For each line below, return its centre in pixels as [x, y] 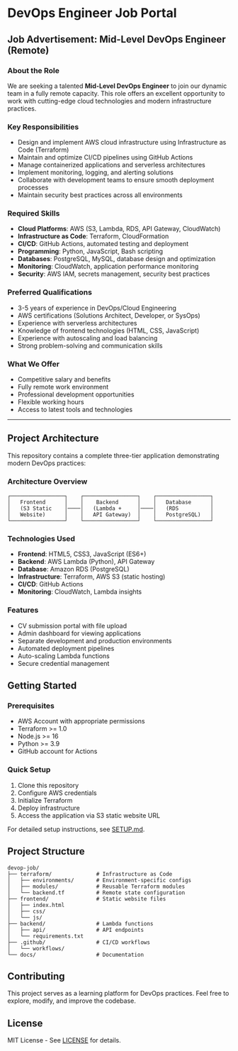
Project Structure [46, 851]
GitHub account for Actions [57, 751]
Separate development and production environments [95, 640]
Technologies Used [41, 539]
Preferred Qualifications [50, 292]
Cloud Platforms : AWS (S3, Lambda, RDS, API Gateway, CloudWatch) [119, 229]
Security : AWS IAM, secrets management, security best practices [114, 274]
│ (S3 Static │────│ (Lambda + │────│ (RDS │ [110, 508]
